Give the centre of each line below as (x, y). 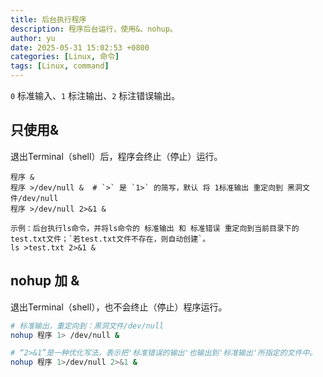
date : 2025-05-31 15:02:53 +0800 (80, 47)
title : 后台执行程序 (48, 19)
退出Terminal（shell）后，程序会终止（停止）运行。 (116, 156)
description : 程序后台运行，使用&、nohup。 (94, 29)
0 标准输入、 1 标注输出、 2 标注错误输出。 (95, 95)
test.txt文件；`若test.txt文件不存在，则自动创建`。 (110, 239)
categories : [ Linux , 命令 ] (65, 57)
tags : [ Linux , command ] (60, 66)
